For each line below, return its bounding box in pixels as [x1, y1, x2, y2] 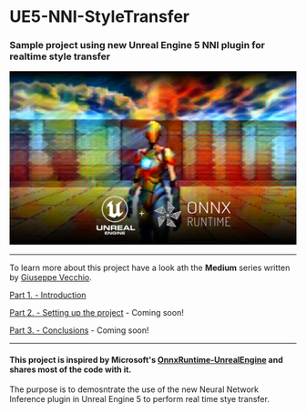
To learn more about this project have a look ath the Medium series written [9, 262, 291, 274]
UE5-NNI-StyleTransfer [9, 6, 189, 27]
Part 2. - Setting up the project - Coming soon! [9, 307, 184, 318]
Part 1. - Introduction [9, 289, 87, 301]
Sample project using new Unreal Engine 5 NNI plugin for [9, 39, 266, 52]
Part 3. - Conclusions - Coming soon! [9, 325, 149, 336]
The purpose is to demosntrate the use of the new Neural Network [9, 384, 260, 395]
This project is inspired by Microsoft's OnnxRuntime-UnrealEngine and [9, 354, 284, 365]
